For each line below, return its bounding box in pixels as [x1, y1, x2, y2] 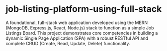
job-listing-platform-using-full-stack [5, 3, 162, 15]
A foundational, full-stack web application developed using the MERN [5, 20, 148, 25]
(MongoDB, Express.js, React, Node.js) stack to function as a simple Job [5, 25, 154, 30]
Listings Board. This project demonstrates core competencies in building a [5, 30, 158, 36]
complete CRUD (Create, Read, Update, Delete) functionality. [5, 40, 131, 46]
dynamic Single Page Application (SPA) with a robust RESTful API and [5, 35, 149, 41]
